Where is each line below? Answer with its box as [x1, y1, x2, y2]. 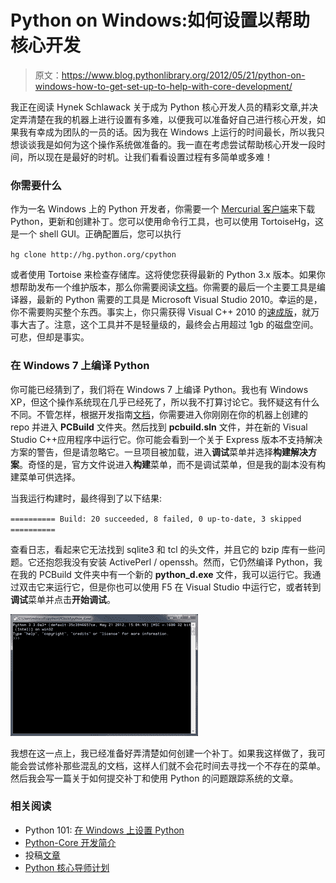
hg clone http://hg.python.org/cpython [10, 250, 177, 260]
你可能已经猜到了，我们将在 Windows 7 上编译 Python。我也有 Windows [10, 383, 309, 395]
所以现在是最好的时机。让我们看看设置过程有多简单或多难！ [27, 151, 273, 163]
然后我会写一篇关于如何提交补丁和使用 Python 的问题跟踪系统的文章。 [10, 772, 299, 784]
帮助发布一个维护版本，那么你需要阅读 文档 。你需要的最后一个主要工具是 [18, 281, 317, 293]
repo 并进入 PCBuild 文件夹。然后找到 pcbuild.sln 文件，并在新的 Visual [10, 421, 308, 433]
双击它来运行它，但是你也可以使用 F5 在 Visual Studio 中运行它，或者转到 [18, 581, 322, 593]
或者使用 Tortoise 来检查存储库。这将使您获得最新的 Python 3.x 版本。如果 [10, 269, 317, 281]
